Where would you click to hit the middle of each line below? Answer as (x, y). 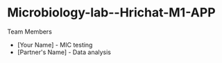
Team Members (29, 32)
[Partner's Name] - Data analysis (64, 52)
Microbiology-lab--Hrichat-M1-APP (112, 13)
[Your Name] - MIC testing (55, 45)
